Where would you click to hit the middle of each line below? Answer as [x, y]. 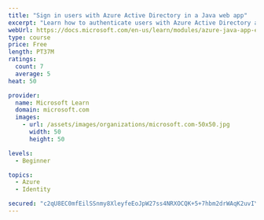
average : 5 [33, 74]
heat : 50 [22, 81]
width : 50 [45, 132]
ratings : [22, 60]
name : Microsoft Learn [52, 103]
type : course [29, 37]
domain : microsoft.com [52, 110]
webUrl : [21, 30]
